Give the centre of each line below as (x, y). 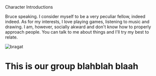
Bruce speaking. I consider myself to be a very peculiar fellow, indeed (75, 16)
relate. (11, 37)
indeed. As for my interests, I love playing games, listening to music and (77, 22)
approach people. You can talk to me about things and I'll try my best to (77, 32)
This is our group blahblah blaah (72, 66)
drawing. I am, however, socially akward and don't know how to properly (78, 27)
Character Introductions (29, 7)
